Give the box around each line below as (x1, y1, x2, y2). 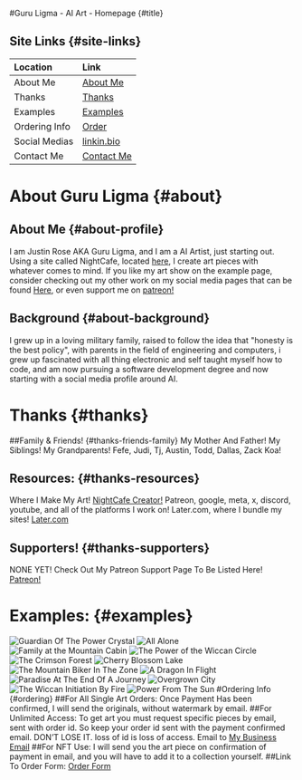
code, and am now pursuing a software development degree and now (9, 363, 269, 374)
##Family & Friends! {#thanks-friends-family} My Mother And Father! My (9, 435, 281, 446)
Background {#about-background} (9, 311, 211, 326)
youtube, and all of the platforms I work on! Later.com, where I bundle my (9, 505, 283, 515)
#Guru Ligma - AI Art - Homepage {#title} (9, 8, 165, 18)
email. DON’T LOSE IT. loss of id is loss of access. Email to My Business (9, 732, 278, 743)
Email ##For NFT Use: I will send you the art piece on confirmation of (9, 742, 267, 753)
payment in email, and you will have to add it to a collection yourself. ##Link (9, 751, 292, 762)
